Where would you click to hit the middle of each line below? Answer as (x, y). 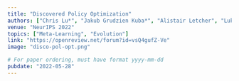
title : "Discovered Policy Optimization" (70, 14)
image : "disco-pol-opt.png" (49, 47)
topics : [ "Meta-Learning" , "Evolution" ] (68, 34)
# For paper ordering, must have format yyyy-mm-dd (85, 60)
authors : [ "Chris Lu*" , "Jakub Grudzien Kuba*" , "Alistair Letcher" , (113, 21)
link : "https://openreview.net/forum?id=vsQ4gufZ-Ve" (89, 40)
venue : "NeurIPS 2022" (41, 27)
